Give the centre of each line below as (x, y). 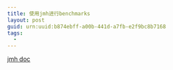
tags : (15, 33)
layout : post (26, 20)
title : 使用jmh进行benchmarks (49, 14)
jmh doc (19, 59)
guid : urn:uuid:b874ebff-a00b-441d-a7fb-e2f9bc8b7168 (87, 26)
